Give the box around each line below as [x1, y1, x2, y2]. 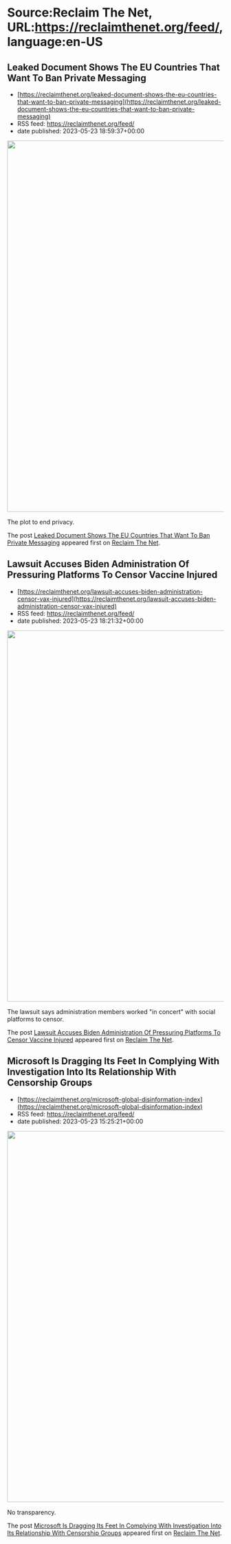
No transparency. [7, 1508, 56, 1517]
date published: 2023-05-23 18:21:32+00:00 [16, 617, 144, 625]
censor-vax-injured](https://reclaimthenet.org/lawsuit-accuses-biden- [16, 595, 217, 603]
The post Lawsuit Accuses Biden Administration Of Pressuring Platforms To [7, 1028, 221, 1036]
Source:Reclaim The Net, [7, 5, 153, 21]
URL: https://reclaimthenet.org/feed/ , [7, 19, 223, 35]
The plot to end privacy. [7, 518, 75, 526]
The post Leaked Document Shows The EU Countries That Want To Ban [7, 531, 210, 539]
